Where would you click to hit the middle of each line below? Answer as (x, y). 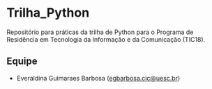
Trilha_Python (48, 13)
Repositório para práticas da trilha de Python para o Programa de (100, 32)
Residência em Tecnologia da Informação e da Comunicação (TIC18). (106, 39)
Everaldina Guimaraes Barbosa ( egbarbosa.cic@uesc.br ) (98, 78)
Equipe (22, 62)
